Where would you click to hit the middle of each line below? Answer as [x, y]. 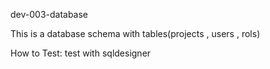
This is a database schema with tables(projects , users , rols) [135, 33]
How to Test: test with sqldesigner [81, 53]
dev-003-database [49, 14]
